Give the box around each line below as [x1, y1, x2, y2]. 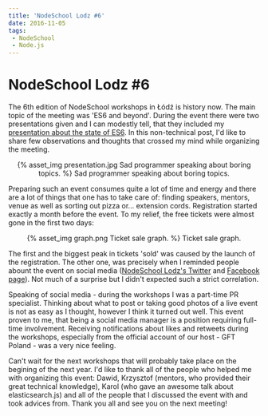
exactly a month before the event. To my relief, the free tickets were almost [8, 209, 254, 220]
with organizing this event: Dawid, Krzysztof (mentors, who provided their [8, 373, 251, 383]
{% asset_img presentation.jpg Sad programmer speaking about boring [17, 160, 251, 170]
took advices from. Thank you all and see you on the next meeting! [8, 398, 227, 408]
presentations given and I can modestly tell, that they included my [8, 119, 225, 129]
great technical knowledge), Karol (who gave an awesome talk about [8, 382, 234, 391]
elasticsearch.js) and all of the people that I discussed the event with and [8, 390, 249, 400]
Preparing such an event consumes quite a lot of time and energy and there [8, 184, 257, 194]
